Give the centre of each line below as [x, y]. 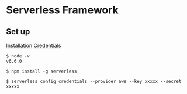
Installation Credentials [34, 45]
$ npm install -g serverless [41, 71]
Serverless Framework [62, 10]
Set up [18, 32]
